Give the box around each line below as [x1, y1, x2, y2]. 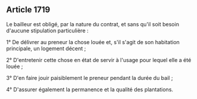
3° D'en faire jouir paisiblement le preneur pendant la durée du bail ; [6, 74, 173, 81]
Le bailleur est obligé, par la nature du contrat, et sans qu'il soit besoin [6, 20, 179, 27]
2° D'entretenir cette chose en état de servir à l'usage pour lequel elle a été [6, 56, 192, 63]
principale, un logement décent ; [6, 45, 87, 52]
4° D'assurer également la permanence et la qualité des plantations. [6, 86, 174, 93]
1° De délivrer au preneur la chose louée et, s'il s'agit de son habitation [6, 38, 180, 45]
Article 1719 [6, 5, 51, 15]
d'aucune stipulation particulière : [6, 27, 89, 34]
